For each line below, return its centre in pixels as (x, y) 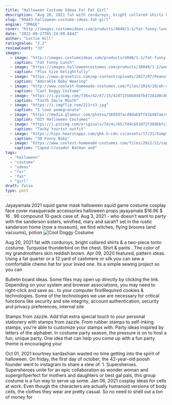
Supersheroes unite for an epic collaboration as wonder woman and (77, 370)
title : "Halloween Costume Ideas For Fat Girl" (57, 10)
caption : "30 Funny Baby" (42, 139)
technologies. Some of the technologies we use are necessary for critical (82, 296)
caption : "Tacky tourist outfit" (50, 129)
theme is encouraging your (34, 344)
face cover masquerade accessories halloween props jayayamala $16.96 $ (84, 211)
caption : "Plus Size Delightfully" (52, 72)
